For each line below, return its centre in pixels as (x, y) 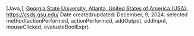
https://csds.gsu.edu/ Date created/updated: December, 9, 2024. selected (97, 15)
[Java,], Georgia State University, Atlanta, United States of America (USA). (97, 8)
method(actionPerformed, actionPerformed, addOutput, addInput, (87, 21)
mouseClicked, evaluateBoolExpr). (48, 27)
